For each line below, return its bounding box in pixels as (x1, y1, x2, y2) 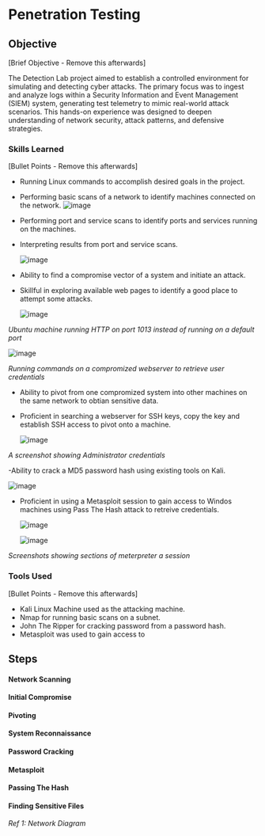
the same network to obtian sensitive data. (19, 396, 159, 405)
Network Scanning (8, 674, 71, 684)
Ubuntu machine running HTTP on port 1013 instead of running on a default (8, 325, 255, 334)
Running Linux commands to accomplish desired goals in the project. (19, 177, 245, 187)
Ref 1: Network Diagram (8, 819, 86, 828)
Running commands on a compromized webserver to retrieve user (8, 364, 225, 374)
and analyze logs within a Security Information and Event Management (8, 90, 239, 100)
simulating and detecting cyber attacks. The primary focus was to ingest (8, 82, 244, 91)
